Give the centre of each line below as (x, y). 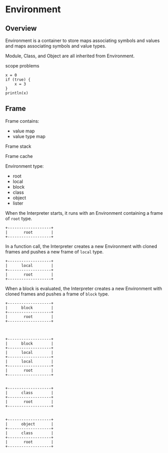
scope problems (22, 66)
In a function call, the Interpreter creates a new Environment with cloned (81, 246)
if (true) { (18, 80)
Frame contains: (22, 121)
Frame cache (19, 156)
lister (18, 203)
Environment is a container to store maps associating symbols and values (82, 40)
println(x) (17, 93)
